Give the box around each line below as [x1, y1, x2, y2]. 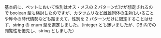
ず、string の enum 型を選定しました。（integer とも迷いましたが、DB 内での [4, 22, 157, 28]
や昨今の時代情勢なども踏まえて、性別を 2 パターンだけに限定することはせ [4, 16, 153, 21]
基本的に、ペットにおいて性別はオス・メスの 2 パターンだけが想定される [4, 4, 149, 9]
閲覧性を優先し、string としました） [4, 28, 77, 33]
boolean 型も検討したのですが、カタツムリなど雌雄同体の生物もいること [10, 10, 154, 16]
